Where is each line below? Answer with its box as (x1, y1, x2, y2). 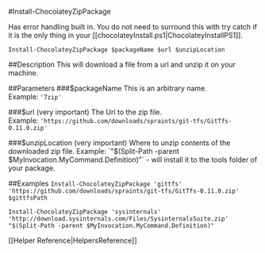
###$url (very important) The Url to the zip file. (8, 107, 163, 117)
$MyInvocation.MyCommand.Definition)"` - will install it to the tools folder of (8, 155, 258, 164)
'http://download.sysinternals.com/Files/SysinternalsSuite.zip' (8, 215, 229, 223)
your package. (8, 163, 56, 173)
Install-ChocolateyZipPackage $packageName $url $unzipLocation (8, 46, 225, 54)
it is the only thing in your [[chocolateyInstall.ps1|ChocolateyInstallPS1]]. (8, 31, 244, 40)
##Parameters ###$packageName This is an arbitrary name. (8, 83, 208, 93)
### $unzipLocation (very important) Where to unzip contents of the (8, 138, 231, 148)
